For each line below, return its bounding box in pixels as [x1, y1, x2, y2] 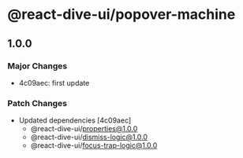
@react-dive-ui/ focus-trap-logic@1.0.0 [30, 141, 158, 150]
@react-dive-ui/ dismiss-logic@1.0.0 [30, 132, 148, 142]
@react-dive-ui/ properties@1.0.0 [30, 124, 138, 134]
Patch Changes [7, 97, 68, 108]
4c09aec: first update [18, 78, 90, 87]
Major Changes [7, 61, 68, 72]
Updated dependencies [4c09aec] [18, 116, 132, 125]
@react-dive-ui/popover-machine [7, 6, 236, 24]
